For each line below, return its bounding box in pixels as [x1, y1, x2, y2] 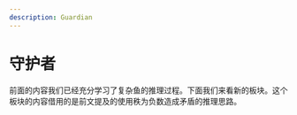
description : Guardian [9, 12, 93, 22]
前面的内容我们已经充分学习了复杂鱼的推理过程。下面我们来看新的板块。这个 [9, 85, 288, 96]
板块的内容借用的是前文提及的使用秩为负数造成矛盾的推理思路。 [9, 96, 241, 106]
